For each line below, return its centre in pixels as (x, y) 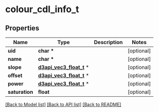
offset (15, 76)
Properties (22, 28)
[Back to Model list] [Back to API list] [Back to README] (63, 104)
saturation (21, 92)
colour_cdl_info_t (42, 9)
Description (108, 42)
